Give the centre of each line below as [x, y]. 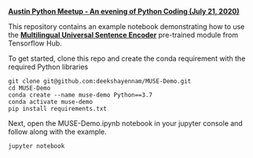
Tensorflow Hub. [35, 43]
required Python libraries [48, 67]
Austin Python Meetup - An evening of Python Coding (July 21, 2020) [124, 11]
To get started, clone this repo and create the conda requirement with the [127, 59]
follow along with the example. [58, 132]
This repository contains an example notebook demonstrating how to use [126, 26]
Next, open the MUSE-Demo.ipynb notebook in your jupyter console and [126, 123]
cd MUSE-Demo [29, 88]
